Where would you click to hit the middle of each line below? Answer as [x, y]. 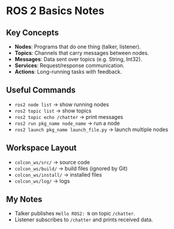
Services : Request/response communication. [69, 65]
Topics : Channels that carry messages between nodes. [82, 53]
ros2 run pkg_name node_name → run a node [67, 123]
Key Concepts [32, 33]
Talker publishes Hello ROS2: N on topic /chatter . [75, 214]
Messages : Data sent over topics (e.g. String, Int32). [78, 59]
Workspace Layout [41, 148]
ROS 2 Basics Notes [55, 11]
